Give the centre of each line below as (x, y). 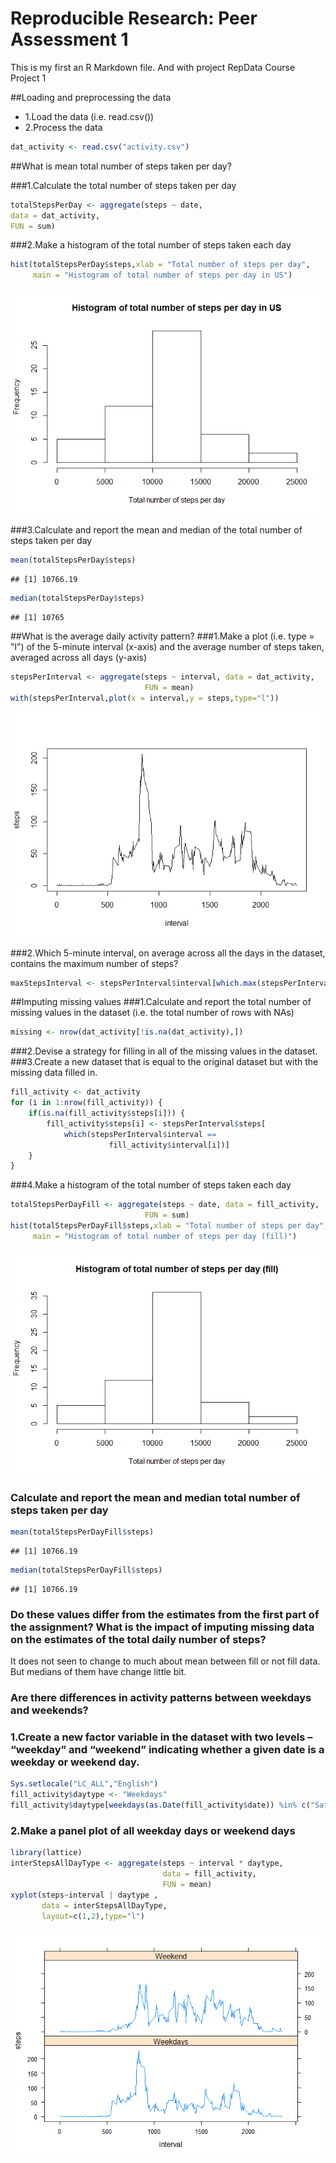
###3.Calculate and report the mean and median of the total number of (156, 530)
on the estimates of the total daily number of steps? (138, 1639)
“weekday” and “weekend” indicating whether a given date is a (167, 1749)
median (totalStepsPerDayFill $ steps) (86, 1570)
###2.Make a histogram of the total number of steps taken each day (151, 245)
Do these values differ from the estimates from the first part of (165, 1614)
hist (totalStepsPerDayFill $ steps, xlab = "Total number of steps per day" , (169, 1226)
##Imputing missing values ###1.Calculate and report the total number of (161, 1002)
